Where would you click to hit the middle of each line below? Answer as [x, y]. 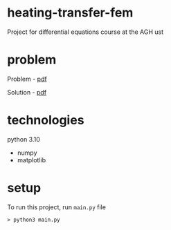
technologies [46, 121]
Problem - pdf [27, 79]
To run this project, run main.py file [56, 207]
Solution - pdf [27, 92]
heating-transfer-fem [70, 13]
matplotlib [31, 160]
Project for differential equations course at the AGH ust [85, 32]
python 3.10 [24, 139]
